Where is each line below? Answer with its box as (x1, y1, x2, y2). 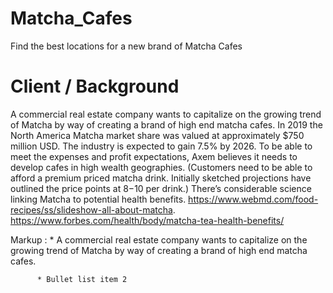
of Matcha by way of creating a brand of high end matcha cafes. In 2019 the (10, 118, 323, 131)
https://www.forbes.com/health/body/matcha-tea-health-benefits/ (10, 214, 285, 226)
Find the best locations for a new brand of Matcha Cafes (10, 40, 243, 52)
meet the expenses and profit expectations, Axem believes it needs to (10, 150, 298, 162)
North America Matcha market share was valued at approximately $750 (10, 129, 305, 141)
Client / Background (10, 75, 180, 98)
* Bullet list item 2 (36, 274, 128, 284)
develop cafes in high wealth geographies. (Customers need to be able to (10, 161, 313, 173)
